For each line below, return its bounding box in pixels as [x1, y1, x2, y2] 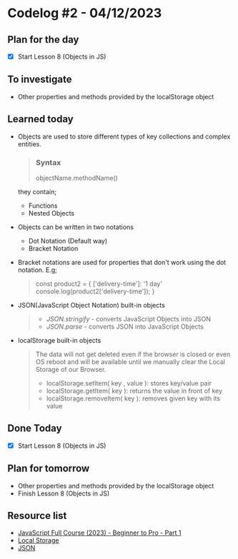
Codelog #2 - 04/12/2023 [7, 5, 162, 21]
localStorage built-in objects [17, 336, 101, 344]
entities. [17, 139, 41, 148]
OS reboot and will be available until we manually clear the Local [35, 357, 225, 366]
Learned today [7, 113, 74, 126]
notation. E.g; [17, 266, 57, 274]
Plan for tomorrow [7, 463, 90, 475]
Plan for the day [7, 34, 79, 46]
